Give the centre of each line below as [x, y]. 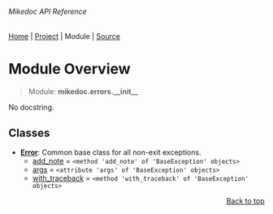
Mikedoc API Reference [48, 11]
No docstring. [31, 107]
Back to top [245, 201]
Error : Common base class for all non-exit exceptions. [110, 152]
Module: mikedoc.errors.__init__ [83, 92]
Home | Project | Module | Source [64, 36]
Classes [29, 133]
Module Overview [70, 69]
